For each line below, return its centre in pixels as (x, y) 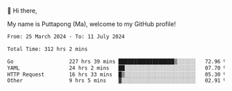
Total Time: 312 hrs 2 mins (48, 49)
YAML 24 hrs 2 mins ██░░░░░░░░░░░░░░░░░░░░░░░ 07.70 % (117, 68)
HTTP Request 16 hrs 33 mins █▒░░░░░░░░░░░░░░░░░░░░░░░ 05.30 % (117, 74)
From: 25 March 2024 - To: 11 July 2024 (66, 37)
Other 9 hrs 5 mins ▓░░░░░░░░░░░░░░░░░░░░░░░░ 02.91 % (117, 81)
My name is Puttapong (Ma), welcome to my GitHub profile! (91, 24)
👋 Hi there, (22, 11)
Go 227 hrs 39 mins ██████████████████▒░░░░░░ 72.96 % (117, 61)
